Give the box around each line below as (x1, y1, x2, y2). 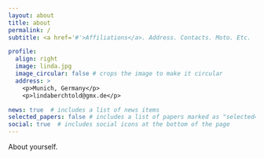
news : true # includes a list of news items (8, 105, 159, 114)
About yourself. (8, 142, 58, 151)
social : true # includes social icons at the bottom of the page (8, 120, 230, 128)
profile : (8, 48, 37, 56)
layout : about (8, 11, 55, 20)
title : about (8, 19, 51, 27)
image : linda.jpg (15, 62, 72, 71)
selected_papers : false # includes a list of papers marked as (8, 113, 220, 121)
